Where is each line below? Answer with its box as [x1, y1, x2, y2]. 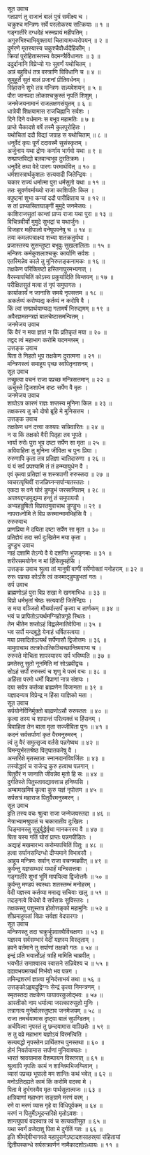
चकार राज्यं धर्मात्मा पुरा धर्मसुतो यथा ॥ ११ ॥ [7, 178, 105, 187]
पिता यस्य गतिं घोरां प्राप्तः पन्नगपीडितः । [7, 833, 92, 841]
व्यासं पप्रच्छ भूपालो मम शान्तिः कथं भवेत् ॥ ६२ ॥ [7, 1069, 112, 1078]
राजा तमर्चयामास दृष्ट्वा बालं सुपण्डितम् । [7, 1015, 96, 1022]
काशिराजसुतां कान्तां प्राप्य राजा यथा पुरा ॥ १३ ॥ [7, 210, 112, 218]
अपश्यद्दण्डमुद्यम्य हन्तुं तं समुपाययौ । [7, 494, 85, 502]
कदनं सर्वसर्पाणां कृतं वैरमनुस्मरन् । [7, 731, 83, 738]
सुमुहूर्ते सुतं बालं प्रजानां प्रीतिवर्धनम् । [7, 76, 86, 83]
